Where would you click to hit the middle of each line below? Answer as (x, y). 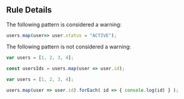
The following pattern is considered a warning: (64, 24)
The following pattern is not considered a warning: (69, 47)
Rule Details (29, 10)
